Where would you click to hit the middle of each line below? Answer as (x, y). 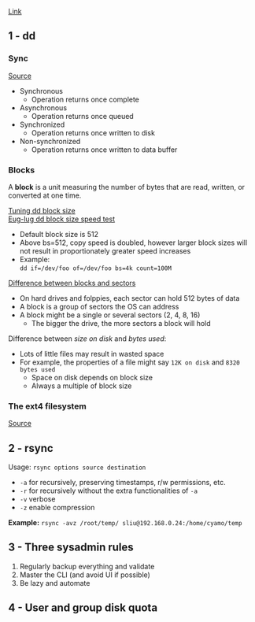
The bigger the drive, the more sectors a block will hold (121, 323)
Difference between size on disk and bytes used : (87, 339)
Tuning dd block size (42, 210)
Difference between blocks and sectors (72, 283)
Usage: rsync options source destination (77, 467)
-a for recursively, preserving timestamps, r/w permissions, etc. (122, 483)
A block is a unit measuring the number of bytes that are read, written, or (127, 187)
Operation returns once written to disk (93, 132)
